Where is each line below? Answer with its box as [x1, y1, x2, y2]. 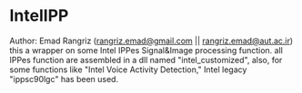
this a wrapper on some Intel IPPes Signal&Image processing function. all [9, 44, 284, 55]
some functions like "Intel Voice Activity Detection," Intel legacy [9, 64, 247, 75]
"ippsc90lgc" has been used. [9, 73, 119, 84]
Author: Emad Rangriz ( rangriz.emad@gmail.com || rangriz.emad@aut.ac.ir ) [9, 35, 294, 46]
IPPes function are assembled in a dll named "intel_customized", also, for [9, 54, 283, 65]
